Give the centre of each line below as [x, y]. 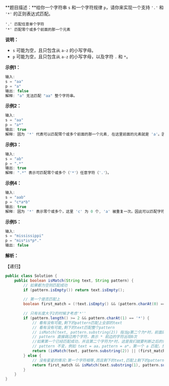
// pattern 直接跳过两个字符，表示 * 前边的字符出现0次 [84, 337]
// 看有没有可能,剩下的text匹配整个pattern [73, 327]
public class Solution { [31, 276]
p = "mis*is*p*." [23, 241]
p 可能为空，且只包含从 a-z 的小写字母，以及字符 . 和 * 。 [71, 57]
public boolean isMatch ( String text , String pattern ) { [74, 281]
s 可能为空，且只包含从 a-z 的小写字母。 [54, 50]
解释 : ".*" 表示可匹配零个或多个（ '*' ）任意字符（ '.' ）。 [58, 173]
